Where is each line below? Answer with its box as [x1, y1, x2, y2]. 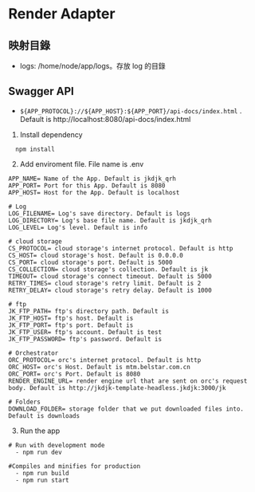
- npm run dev [15, 448, 62, 456]
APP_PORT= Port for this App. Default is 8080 [8, 181, 166, 190]
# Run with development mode [8, 441, 105, 449]
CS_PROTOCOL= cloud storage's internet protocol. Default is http [8, 244, 233, 252]
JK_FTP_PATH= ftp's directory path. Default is [8, 307, 170, 315]
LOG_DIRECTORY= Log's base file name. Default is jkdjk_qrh [8, 216, 213, 224]
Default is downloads [8, 411, 80, 419]
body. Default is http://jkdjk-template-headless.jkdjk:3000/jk [8, 384, 226, 392]
